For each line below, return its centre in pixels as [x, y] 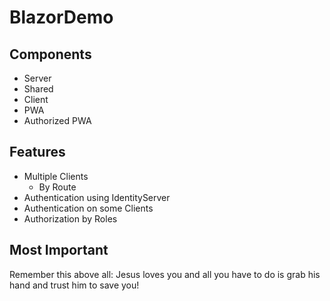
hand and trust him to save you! [74, 285]
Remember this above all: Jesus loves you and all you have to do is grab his [165, 274]
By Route [57, 187]
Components [50, 54]
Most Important [59, 250]
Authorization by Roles [70, 218]
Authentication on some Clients [88, 208]
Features [37, 152]
